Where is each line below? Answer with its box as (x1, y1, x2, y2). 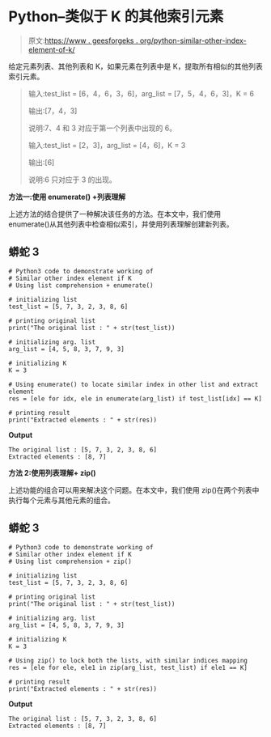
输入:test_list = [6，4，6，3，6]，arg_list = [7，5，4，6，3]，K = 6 (28, 88, 255, 98)
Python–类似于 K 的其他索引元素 (8, 7, 224, 26)
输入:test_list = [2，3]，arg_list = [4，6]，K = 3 (28, 140, 186, 150)
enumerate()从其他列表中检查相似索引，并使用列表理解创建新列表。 (8, 219, 235, 229)
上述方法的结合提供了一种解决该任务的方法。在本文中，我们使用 (8, 209, 221, 218)
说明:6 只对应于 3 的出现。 (28, 175, 116, 184)
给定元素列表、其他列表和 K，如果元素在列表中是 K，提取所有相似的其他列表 (8, 61, 263, 71)
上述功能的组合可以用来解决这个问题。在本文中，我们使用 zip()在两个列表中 (8, 485, 260, 494)
